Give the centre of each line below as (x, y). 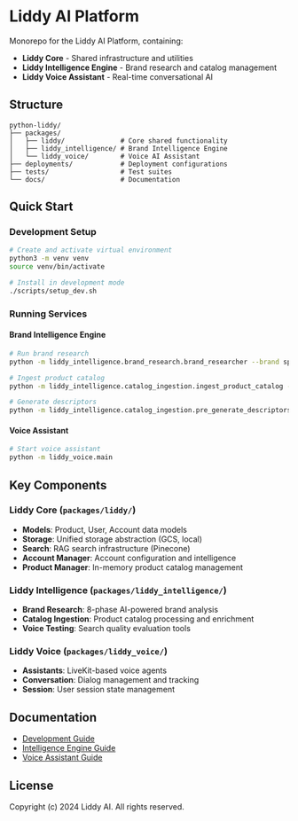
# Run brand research (49, 353)
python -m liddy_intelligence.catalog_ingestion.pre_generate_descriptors (150, 410)
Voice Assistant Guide (62, 758)
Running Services (48, 314)
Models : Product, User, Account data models (105, 529)
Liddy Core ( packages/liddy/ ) (73, 510)
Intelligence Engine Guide (69, 748)
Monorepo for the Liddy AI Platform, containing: (96, 41)
